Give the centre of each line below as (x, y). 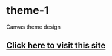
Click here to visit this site (56, 46)
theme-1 (28, 10)
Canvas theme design (33, 27)
